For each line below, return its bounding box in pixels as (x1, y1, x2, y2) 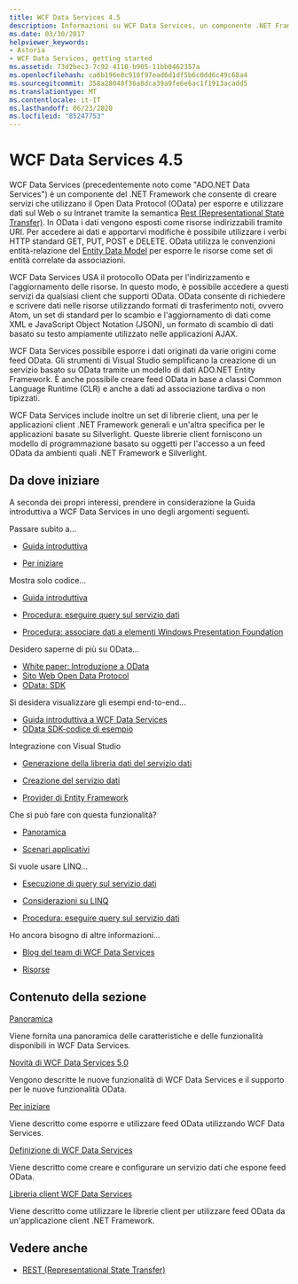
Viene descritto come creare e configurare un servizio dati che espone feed (9, 1162, 286, 1172)
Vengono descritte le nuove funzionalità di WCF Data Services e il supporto (9, 1074, 285, 1084)
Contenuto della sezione (9, 990, 147, 1005)
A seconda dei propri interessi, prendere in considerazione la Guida (9, 497, 255, 507)
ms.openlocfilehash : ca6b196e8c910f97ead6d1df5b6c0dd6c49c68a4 (9, 71, 248, 80)
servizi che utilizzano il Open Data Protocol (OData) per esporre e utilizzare (9, 199, 284, 209)
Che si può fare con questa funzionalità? (9, 809, 157, 820)
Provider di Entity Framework (21, 792, 129, 802)
